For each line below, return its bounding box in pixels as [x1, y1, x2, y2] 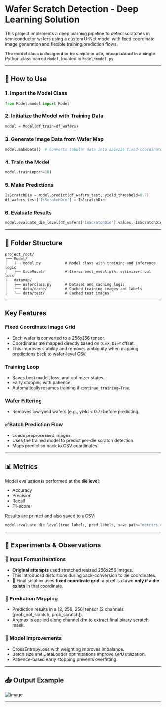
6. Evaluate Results [5, 209, 52, 216]
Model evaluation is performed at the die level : [5, 478, 100, 484]
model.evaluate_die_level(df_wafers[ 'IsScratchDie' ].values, [5, 220, 134, 225]
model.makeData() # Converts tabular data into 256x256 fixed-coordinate [5, 147, 163, 152]
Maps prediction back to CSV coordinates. [12, 442, 99, 449]
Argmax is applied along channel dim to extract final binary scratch [12, 617, 149, 623]
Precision [12, 493, 32, 499]
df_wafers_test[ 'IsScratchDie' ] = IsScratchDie [5, 197, 105, 203]
